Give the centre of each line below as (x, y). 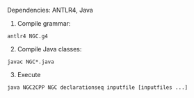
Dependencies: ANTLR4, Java (50, 10)
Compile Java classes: (49, 49)
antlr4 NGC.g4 (28, 36)
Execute (29, 75)
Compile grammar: (44, 23)
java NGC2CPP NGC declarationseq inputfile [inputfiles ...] (98, 88)
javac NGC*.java (31, 62)
